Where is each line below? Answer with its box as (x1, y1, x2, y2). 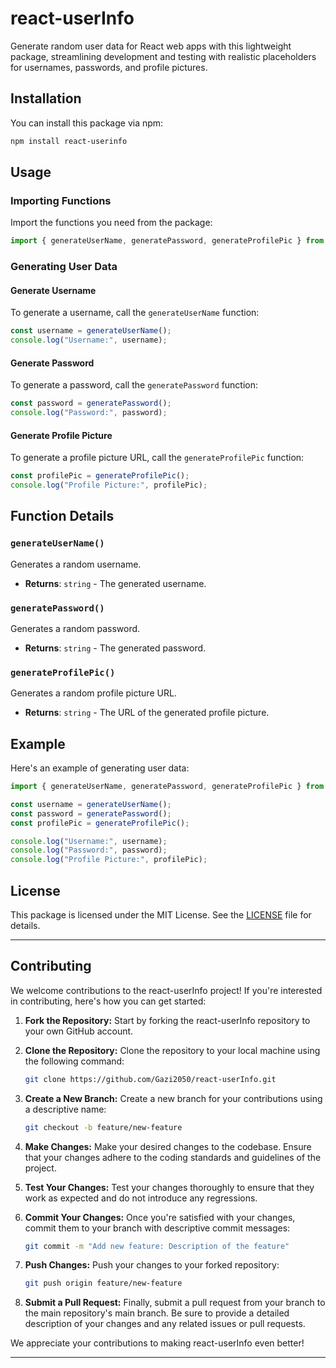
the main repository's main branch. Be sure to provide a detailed (24, 1307, 290, 1319)
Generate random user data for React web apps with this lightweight (10, 40, 292, 52)
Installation (10, 90, 82, 107)
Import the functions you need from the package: (10, 217, 213, 229)
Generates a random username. (10, 558, 142, 570)
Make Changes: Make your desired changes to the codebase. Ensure (24, 1140, 312, 1152)
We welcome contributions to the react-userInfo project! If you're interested (10, 984, 323, 996)
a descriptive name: (24, 1103, 107, 1115)
